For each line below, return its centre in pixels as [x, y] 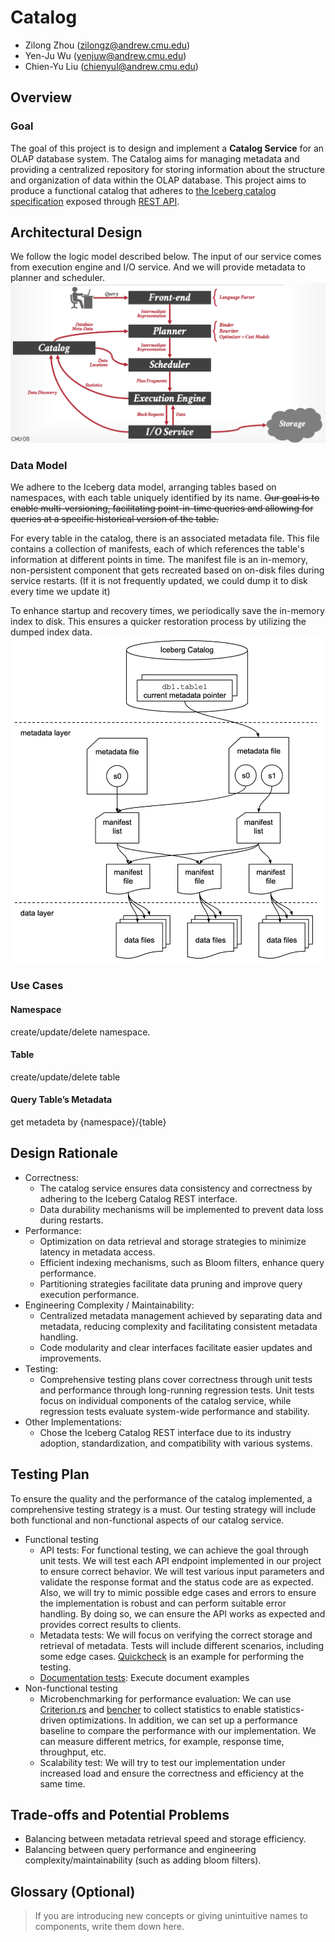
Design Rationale [64, 1153]
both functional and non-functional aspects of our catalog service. [147, 1520]
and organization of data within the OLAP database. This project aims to [158, 180]
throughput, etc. [73, 1752]
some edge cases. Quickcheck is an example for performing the [172, 1656]
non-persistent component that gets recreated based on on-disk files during [167, 570]
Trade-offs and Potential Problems [120, 1815]
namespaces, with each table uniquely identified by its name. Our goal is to [165, 498]
